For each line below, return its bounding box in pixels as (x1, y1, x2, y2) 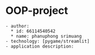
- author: (5, 23, 30, 29)
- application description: (5, 43, 74, 49)
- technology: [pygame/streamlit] (5, 38, 90, 44)
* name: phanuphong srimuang (11, 33, 82, 39)
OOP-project (5, 4, 69, 17)
